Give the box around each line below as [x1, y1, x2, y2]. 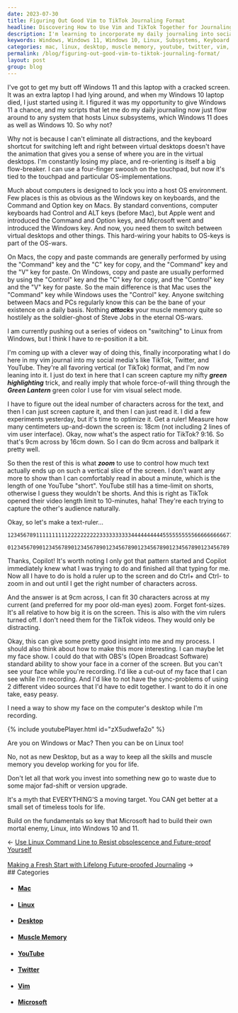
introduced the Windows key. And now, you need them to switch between [7, 223, 222, 232]
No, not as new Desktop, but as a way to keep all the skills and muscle [7, 752, 212, 761]
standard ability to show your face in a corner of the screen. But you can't [7, 659, 223, 668]
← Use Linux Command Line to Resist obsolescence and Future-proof [7, 837, 211, 846]
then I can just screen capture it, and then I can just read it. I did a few [7, 407, 211, 416]
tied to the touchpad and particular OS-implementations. [7, 172, 172, 181]
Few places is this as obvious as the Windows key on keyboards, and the [7, 193, 220, 202]
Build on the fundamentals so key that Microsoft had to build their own [7, 816, 212, 825]
